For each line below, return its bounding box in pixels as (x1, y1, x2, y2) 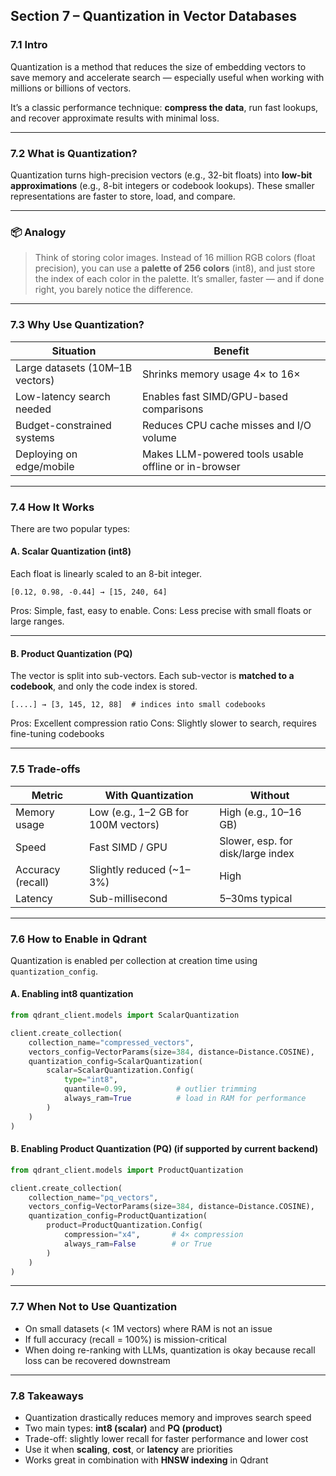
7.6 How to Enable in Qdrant (10, 932, 148, 946)
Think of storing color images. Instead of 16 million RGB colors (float (34, 252, 316, 264)
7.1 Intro (10, 38, 48, 52)
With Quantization (104, 788, 194, 802)
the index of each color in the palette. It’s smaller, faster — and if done (34, 273, 325, 285)
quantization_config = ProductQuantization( (28, 1211, 208, 1221)
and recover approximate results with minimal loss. (10, 112, 220, 124)
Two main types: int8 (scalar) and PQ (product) (24, 1422, 223, 1434)
